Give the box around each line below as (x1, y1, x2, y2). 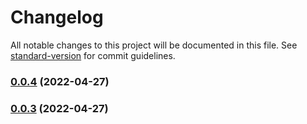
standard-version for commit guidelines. (10, 49, 176, 61)
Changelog (10, 6, 104, 29)
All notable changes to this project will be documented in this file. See (10, 39, 298, 51)
